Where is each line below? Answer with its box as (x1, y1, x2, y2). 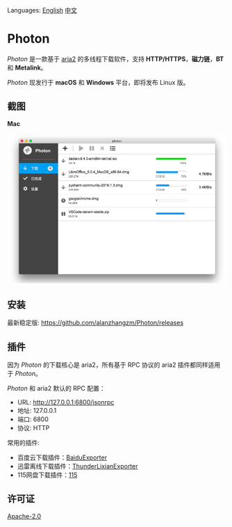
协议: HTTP (17, 424, 50, 432)
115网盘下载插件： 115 (17, 471, 78, 479)
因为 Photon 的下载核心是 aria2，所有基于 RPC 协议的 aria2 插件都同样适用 (7, 361, 221, 369)
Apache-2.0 (7, 512, 42, 520)
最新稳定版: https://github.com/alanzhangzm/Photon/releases (7, 319, 184, 327)
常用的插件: (7, 439, 40, 447)
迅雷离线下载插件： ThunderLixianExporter (17, 462, 138, 471)
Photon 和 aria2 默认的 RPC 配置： (7, 384, 106, 393)
